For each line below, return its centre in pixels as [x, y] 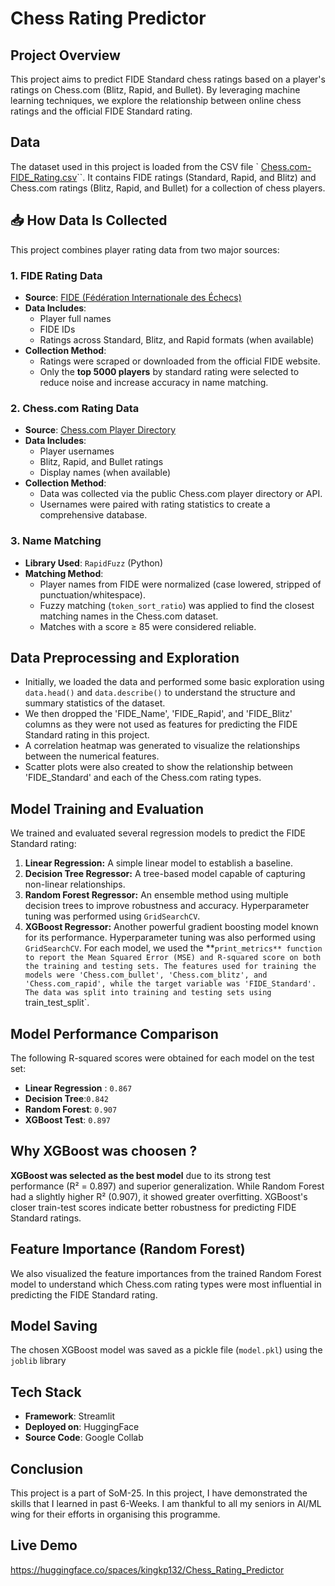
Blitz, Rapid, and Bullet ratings [101, 462]
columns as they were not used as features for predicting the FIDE [161, 724]
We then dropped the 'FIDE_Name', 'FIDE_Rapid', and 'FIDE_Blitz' [158, 714]
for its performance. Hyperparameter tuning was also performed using [170, 938]
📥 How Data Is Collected [89, 220]
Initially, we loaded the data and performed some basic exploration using [174, 682]
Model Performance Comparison [114, 1033]
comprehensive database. [93, 515]
